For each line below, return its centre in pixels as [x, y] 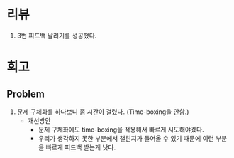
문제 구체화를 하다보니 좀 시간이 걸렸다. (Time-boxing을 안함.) [103, 112]
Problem [26, 94]
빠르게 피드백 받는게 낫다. [81, 147]
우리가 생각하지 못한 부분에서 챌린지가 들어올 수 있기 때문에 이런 [126, 138]
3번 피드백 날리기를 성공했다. [57, 36]
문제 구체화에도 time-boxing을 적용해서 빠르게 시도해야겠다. [121, 130]
